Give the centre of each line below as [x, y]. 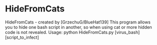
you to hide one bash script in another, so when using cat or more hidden [78, 27]
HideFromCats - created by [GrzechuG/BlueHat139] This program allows [78, 22]
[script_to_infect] [22, 37]
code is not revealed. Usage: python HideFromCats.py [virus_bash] [72, 32]
